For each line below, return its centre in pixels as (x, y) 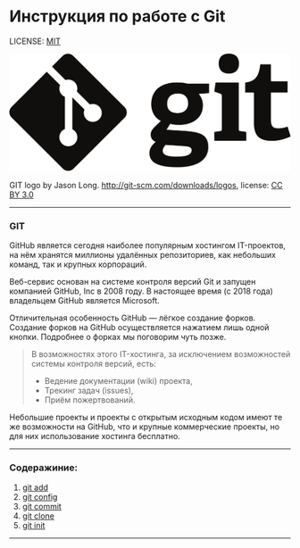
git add (35, 487)
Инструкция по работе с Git (117, 17)
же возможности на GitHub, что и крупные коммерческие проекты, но (144, 427)
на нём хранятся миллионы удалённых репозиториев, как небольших (143, 255)
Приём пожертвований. (90, 400)
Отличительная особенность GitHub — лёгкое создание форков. (133, 318)
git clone (38, 516)
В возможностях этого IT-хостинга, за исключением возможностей (161, 354)
